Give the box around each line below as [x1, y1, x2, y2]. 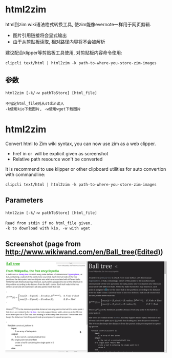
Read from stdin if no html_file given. [5, 220, 93, 226]
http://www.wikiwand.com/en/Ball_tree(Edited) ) [5, 247, 163, 256]
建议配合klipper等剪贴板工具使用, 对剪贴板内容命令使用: [5, 49, 123, 56]
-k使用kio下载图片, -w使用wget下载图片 [5, 106, 81, 112]
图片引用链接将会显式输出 [12, 32, 67, 38]
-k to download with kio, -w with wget [5, 225, 91, 231]
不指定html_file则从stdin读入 [5, 101, 64, 106]
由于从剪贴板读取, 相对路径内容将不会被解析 [12, 39, 105, 45]
